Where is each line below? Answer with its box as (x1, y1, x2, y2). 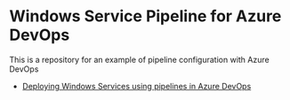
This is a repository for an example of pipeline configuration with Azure (9, 54, 270, 65)
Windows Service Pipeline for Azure (9, 6, 282, 27)
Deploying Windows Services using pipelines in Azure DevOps (21, 81, 252, 91)
